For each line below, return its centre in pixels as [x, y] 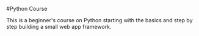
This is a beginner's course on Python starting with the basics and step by [100, 20]
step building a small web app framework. [59, 27]
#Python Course [27, 9]
